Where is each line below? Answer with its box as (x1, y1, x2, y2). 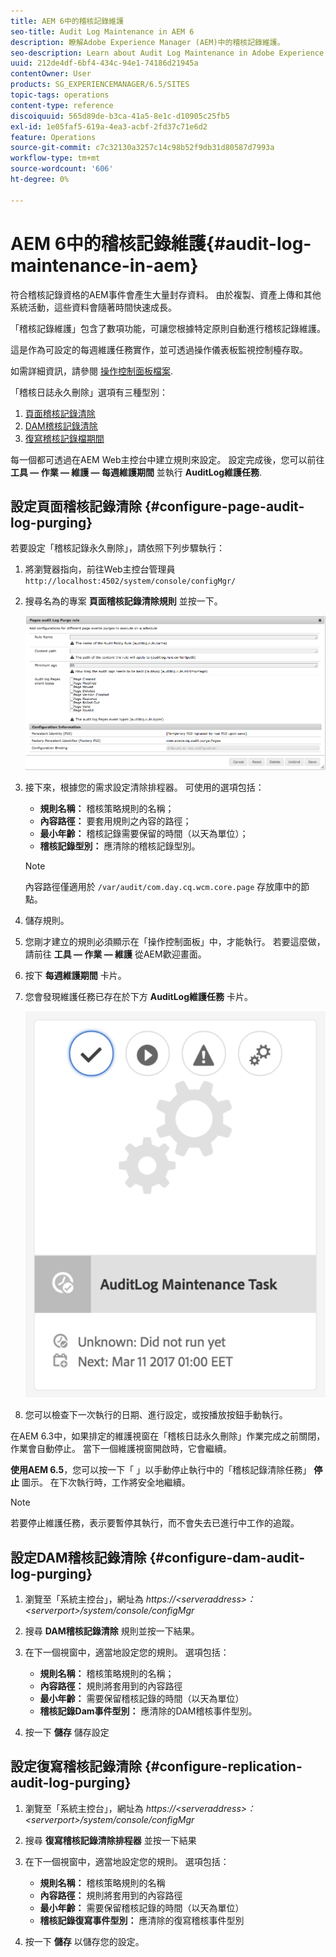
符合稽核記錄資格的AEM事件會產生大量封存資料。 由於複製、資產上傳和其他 (10, 288, 322, 300)
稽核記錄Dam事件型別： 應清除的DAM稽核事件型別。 (39, 1705, 258, 1717)
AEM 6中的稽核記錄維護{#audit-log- (10, 232, 312, 255)
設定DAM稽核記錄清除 (10, 1549, 147, 1566)
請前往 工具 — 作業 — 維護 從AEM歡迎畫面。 (24, 948, 207, 960)
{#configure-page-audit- (144, 498, 305, 515)
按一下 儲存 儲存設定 (24, 1726, 110, 1738)
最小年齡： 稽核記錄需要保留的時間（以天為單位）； (39, 827, 249, 839)
